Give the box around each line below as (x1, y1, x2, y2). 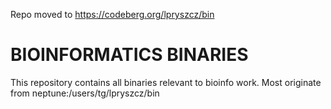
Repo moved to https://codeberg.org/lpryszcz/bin (10, 9, 215, 20)
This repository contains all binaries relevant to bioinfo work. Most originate (10, 76, 322, 88)
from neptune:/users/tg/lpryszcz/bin (10, 87, 160, 99)
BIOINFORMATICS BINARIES (10, 44, 249, 66)
